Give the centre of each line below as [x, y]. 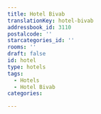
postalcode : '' [30, 34]
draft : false [27, 54]
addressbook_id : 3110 [39, 27]
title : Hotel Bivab [36, 14]
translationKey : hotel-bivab [51, 21]
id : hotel [22, 61]
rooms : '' [22, 47]
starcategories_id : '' [41, 41]
